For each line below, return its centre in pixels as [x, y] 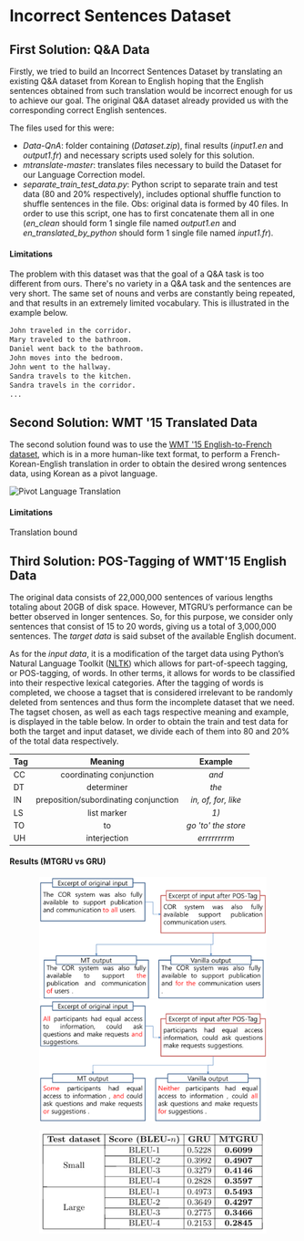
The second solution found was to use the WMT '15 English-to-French [141, 444]
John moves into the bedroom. [67, 358]
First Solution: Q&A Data [80, 50]
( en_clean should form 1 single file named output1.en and [129, 223]
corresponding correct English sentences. [88, 110]
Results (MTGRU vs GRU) [58, 861]
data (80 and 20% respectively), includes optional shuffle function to [152, 194]
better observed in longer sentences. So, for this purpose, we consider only [152, 617]
